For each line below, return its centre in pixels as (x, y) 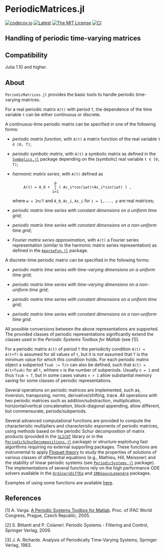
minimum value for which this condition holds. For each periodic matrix (77, 359)
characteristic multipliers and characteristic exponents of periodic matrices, (82, 425)
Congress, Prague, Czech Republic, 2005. (48, 515)
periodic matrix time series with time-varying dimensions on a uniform (83, 269)
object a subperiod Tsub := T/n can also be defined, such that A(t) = (76, 365)
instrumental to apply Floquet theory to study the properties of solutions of (81, 452)
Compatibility (26, 55)
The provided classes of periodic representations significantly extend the (79, 334)
